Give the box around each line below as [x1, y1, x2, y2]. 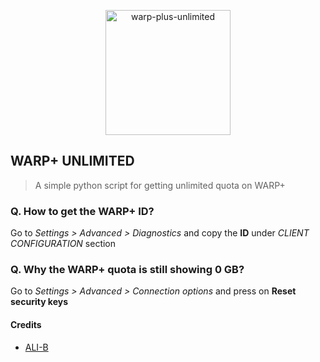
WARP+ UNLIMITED [10, 153, 135, 170]
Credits [10, 319, 42, 330]
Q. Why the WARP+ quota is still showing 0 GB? [10, 263, 245, 277]
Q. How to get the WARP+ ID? [10, 204, 155, 218]
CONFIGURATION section [10, 238, 117, 250]
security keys [10, 296, 69, 308]
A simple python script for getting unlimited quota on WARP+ [34, 179, 286, 191]
